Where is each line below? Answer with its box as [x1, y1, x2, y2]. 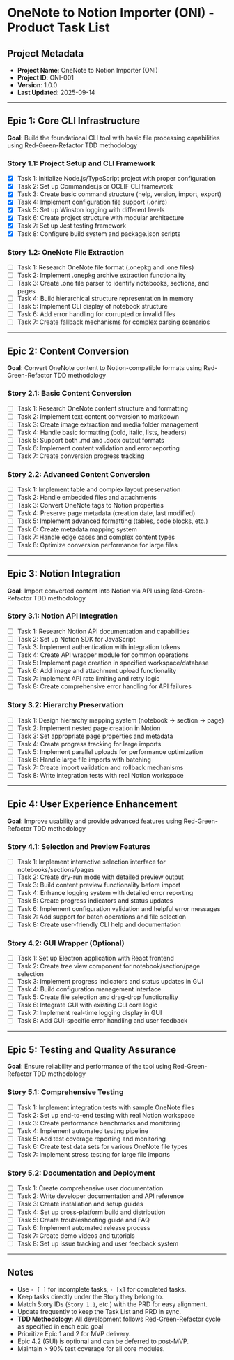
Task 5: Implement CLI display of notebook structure [17, 302, 169, 311]
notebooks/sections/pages [17, 866, 95, 874]
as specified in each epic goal [17, 1322, 104, 1331]
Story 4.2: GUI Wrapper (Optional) [7, 938, 125, 947]
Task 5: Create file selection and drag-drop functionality [17, 993, 179, 1001]
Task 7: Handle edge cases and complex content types [17, 533, 175, 541]
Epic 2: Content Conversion [7, 345, 130, 357]
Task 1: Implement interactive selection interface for [17, 857, 166, 866]
